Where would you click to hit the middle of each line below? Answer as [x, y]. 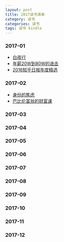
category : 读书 [20, 19]
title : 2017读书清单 [25, 14]
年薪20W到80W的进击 [35, 63]
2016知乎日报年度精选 [35, 70]
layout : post [19, 10]
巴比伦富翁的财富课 [32, 101]
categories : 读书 [22, 24]
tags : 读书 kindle [23, 28]
